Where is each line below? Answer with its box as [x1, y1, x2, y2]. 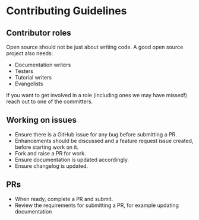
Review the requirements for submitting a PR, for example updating [14, 202, 179, 209]
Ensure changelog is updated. [14, 162, 88, 170]
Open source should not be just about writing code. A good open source [6, 43, 184, 50]
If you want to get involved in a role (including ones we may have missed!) [6, 92, 188, 98]
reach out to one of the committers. [6, 98, 93, 105]
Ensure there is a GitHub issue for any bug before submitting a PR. [14, 130, 177, 138]
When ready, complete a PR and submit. [14, 195, 113, 202]
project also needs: [6, 50, 53, 57]
